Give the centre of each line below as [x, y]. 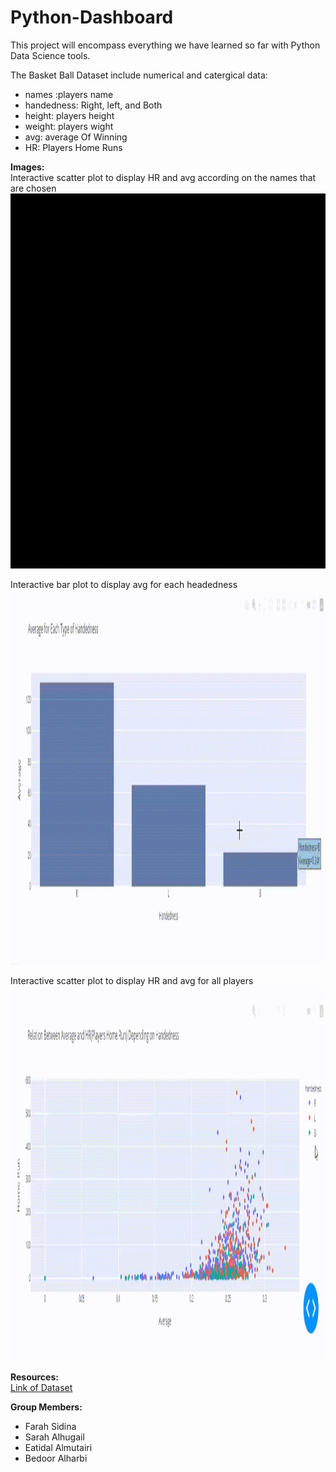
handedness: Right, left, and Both [93, 105]
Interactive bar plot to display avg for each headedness [124, 584]
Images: [27, 167]
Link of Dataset [41, 1387]
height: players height [69, 115]
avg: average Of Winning [76, 137]
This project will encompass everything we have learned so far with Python [165, 45]
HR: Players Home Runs [73, 147]
